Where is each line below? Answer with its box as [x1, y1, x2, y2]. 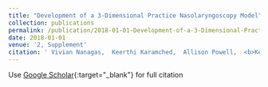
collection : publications [8, 19, 94, 27]
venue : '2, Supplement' [8, 41, 88, 49]
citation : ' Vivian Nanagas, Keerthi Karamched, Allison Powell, [8, 48, 238, 56]
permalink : [8, 26, 45, 34]
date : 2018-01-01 [8, 33, 66, 42]
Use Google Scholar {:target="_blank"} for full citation [8, 70, 183, 79]
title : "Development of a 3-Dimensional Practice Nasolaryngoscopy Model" [8, 11, 262, 20]
